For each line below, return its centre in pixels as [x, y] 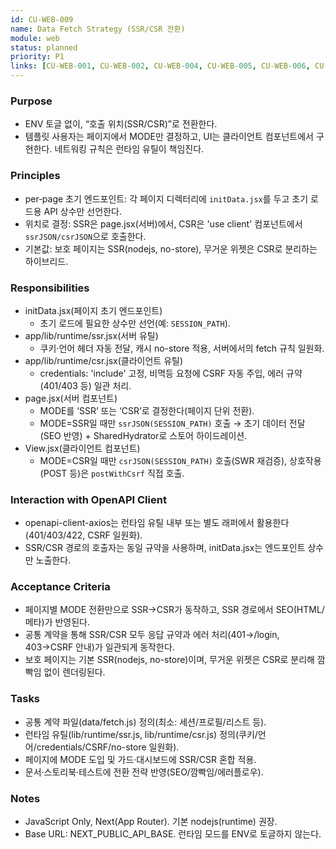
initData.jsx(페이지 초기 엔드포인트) [93, 310]
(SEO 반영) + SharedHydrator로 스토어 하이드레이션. [143, 435]
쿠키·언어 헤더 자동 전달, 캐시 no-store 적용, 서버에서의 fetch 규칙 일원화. [182, 348]
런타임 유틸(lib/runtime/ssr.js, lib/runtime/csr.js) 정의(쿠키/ [141, 734]
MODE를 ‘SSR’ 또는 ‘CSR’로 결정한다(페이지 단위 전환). [147, 410]
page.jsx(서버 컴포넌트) [71, 398]
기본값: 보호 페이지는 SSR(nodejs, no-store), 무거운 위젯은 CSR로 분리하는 [171, 248]
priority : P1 [37, 57]
